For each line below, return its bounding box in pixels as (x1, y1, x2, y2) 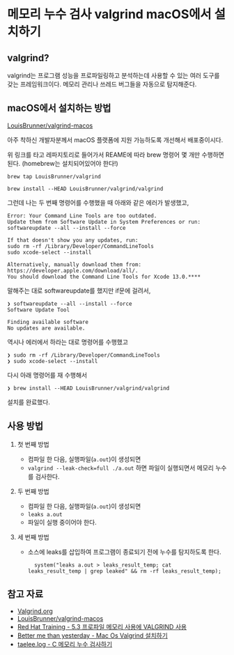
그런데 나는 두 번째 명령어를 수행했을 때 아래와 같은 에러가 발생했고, (7, 198, 189, 206)
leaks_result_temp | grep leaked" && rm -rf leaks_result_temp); (27, 567, 221, 575)
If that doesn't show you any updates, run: (7, 236, 139, 244)
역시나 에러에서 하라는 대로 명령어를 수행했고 (7, 337, 129, 346)
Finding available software (7, 318, 89, 325)
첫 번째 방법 (17, 440, 50, 448)
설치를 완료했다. (7, 398, 51, 406)
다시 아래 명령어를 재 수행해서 (7, 371, 88, 379)
